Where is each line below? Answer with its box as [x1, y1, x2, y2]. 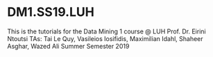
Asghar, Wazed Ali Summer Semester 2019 [7, 42, 130, 50]
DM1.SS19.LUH [7, 4, 95, 20]
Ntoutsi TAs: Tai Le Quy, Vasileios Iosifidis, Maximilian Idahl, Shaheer [7, 34, 203, 42]
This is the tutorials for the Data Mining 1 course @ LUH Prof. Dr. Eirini [7, 27, 206, 35]
